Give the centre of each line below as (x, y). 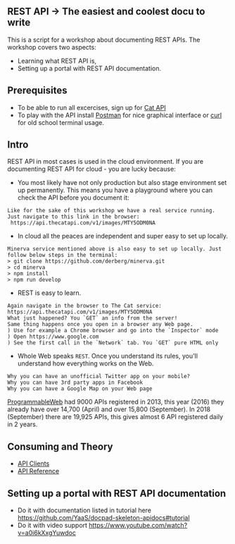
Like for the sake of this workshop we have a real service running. (112, 211)
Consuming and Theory (60, 446)
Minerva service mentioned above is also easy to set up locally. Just (114, 249)
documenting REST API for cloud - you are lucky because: (91, 169)
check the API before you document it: (73, 198)
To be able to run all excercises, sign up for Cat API (92, 107)
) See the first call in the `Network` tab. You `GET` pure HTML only (113, 343)
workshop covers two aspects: (52, 47)
